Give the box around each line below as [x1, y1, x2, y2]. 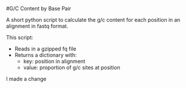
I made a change [6, 76, 47, 82]
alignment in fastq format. [6, 23, 69, 29]
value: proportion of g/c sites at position [23, 64, 120, 71]
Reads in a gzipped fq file [14, 45, 76, 52]
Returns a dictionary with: [14, 52, 77, 58]
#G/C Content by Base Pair [6, 5, 72, 12]
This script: [6, 34, 33, 40]
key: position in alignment [23, 58, 86, 65]
